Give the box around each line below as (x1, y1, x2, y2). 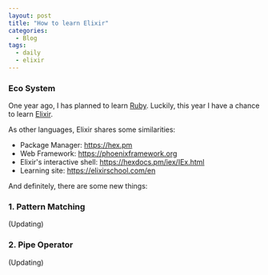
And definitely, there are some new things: (8, 181, 148, 191)
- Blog (15, 34, 38, 42)
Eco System (8, 82, 56, 94)
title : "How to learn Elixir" (8, 19, 110, 27)
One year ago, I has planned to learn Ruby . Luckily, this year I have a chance (8, 101, 260, 110)
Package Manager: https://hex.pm (19, 141, 133, 150)
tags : (8, 42, 26, 50)
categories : (8, 26, 48, 34)
